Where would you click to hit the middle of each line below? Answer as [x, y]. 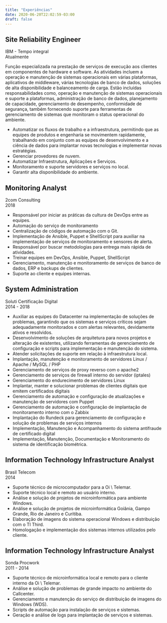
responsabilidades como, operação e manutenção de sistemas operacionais [84, 93]
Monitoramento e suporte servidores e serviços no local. [71, 167]
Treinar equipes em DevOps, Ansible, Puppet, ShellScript [71, 258]
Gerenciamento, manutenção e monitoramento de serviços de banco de [86, 263]
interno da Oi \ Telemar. [36, 583]
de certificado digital [34, 434]
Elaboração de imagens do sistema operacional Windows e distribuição [86, 519]
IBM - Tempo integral [27, 52]
